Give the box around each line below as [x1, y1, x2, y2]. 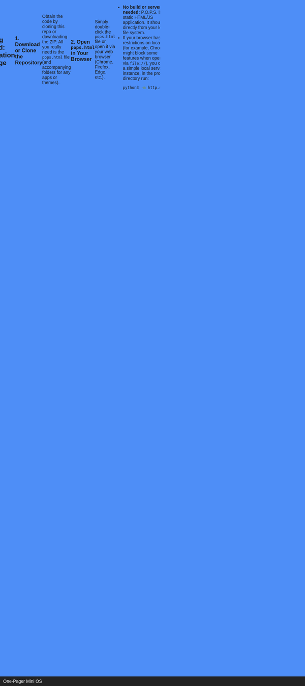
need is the [42, 49, 65, 54]
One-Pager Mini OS [3, 678, 43, 684]
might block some [123, 50, 158, 56]
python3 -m [123, 85, 146, 90]
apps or [42, 75, 57, 80]
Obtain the [42, 14, 63, 19]
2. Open [71, 38, 90, 45]
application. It [123, 19, 149, 25]
